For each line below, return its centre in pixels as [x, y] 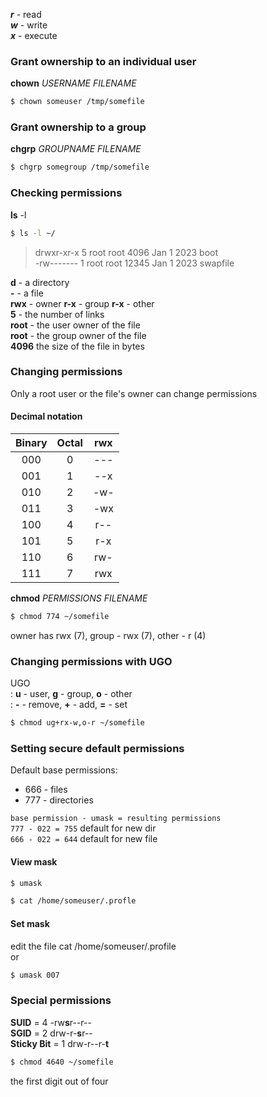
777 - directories [59, 800]
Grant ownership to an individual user [103, 61]
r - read [26, 14]
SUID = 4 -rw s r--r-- [51, 1022]
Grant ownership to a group [78, 127]
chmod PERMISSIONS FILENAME [79, 598]
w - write [29, 25]
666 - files [46, 790]
